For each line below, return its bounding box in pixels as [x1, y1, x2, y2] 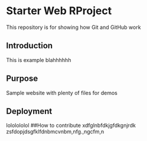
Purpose [6, 74, 38, 84]
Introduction [6, 41, 53, 51]
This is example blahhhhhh [6, 56, 71, 63]
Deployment [6, 106, 53, 116]
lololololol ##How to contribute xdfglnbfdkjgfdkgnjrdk [6, 122, 136, 129]
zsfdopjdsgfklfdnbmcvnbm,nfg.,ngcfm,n [6, 128, 104, 135]
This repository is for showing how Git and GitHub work [6, 24, 141, 31]
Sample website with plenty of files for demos [6, 89, 118, 96]
